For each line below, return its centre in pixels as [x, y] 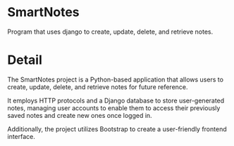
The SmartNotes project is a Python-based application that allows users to [116, 79]
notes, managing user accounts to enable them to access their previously [114, 108]
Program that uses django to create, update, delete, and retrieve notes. [110, 32]
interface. [21, 136]
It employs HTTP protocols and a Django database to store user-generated [116, 100]
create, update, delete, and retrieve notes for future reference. [98, 87]
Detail [25, 60]
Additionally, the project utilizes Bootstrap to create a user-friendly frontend [117, 129]
